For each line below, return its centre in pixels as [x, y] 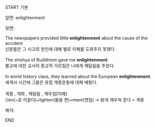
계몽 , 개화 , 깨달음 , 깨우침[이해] [36, 94]
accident [14, 43]
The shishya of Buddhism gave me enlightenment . [57, 60]
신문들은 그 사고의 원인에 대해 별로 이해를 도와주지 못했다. [61, 49]
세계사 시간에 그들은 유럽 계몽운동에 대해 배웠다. [52, 82]
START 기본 [17, 7]
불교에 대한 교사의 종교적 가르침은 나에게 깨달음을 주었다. [60, 66]
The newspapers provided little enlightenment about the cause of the [77, 38]
